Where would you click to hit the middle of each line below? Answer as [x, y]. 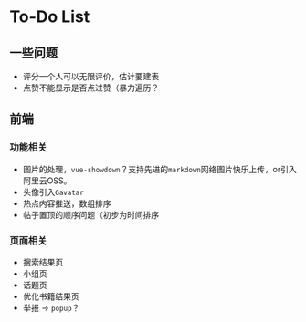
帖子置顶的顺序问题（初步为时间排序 [91, 214]
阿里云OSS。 [47, 181]
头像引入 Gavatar [53, 192]
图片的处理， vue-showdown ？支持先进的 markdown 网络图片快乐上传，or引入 [159, 169]
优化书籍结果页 [51, 296]
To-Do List [50, 17]
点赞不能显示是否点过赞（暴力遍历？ [91, 88]
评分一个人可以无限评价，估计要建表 [91, 76]
